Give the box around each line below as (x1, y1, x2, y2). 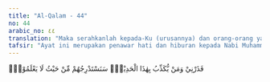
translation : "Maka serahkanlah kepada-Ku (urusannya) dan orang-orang (8, 34, 253, 43)
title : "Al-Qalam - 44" (8, 11, 88, 20)
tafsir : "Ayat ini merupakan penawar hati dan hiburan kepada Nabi (8, 42, 239, 50)
